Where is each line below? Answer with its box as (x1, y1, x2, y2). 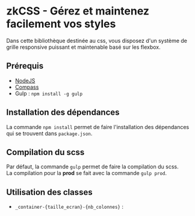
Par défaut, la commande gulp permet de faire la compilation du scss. (6, 163, 179, 170)
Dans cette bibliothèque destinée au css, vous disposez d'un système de (6, 37, 188, 44)
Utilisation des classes (6, 187, 93, 197)
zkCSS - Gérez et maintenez (6, 4, 149, 18)
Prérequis (6, 61, 44, 71)
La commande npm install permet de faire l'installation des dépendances (6, 123, 190, 130)
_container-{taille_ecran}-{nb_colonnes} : (14, 203, 123, 211)
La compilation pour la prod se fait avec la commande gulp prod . (6, 170, 167, 177)
